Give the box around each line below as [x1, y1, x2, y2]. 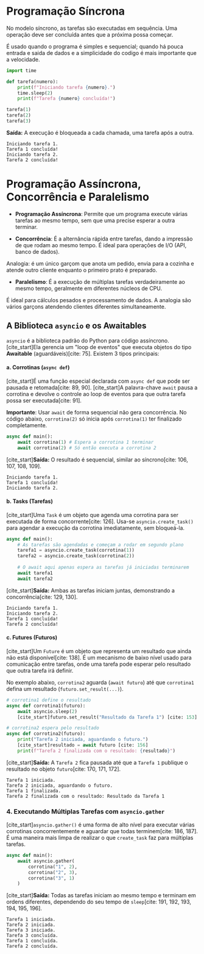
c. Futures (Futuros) [6, 634, 58, 641]
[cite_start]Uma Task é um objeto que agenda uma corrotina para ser [6, 511, 178, 518]
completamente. [6, 421, 47, 428]
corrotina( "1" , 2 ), [28, 864, 78, 870]
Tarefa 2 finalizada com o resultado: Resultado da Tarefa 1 [6, 793, 165, 799]
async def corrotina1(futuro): [6, 703, 86, 709]
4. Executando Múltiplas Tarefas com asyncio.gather [6, 807, 165, 815]
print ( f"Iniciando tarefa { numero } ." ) [17, 84, 116, 90]
